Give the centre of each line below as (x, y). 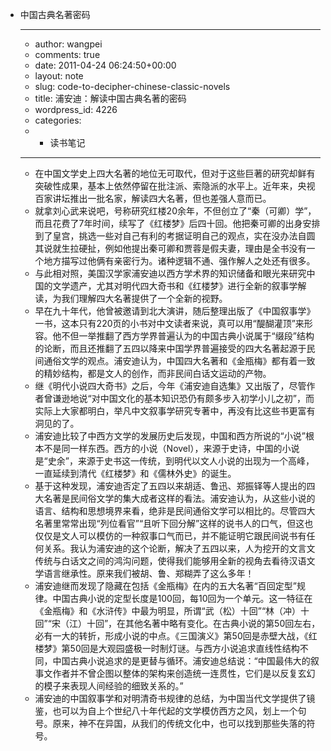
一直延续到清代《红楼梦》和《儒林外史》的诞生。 (135, 473)
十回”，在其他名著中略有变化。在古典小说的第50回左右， (203, 623)
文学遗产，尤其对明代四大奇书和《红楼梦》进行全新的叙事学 (175, 286)
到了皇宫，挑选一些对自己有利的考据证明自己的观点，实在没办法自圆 (175, 236)
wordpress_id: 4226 (76, 109)
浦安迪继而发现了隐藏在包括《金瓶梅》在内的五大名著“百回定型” (165, 586)
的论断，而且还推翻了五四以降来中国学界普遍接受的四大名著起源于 (170, 348)
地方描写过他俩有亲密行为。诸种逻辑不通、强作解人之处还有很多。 (179, 261)
